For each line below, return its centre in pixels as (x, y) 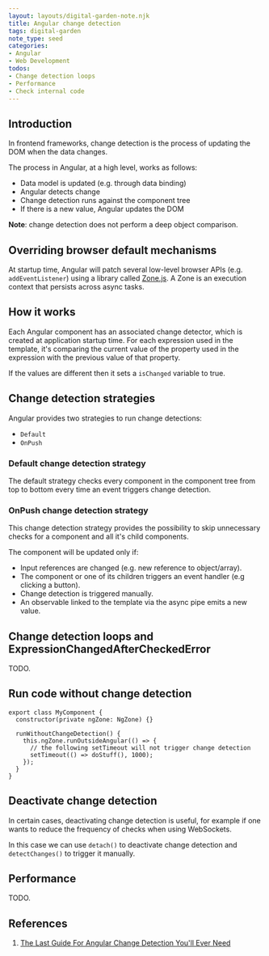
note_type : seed (36, 38)
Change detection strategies (82, 398)
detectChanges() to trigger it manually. (72, 853)
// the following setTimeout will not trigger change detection (140, 748)
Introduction (40, 123)
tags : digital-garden (45, 31)
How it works (42, 312)
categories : (28, 46)
